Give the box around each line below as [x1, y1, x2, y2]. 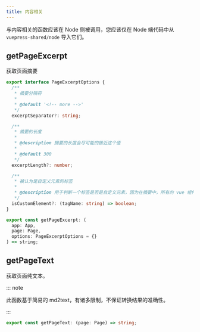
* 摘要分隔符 [14, 91, 42, 97]
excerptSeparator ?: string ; [11, 113, 82, 119]
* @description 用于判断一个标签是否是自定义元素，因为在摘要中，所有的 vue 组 [14, 190, 192, 196]
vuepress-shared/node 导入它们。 [6, 33, 87, 41]
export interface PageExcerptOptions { [6, 79, 105, 85]
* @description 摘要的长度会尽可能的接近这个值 [14, 140, 121, 146]
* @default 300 [14, 151, 52, 157]
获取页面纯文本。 [6, 272, 48, 279]
